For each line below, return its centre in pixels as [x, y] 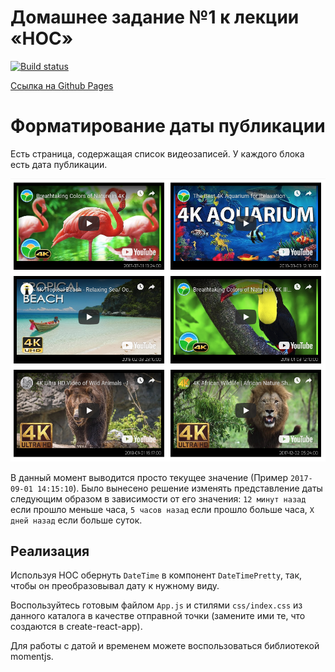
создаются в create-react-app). [76, 627]
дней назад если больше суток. [76, 520]
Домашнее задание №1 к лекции [155, 17]
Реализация [50, 551]
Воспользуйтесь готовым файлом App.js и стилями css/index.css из [156, 605]
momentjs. [32, 657]
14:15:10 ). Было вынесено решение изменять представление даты [179, 488]
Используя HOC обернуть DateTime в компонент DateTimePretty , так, [156, 575]
